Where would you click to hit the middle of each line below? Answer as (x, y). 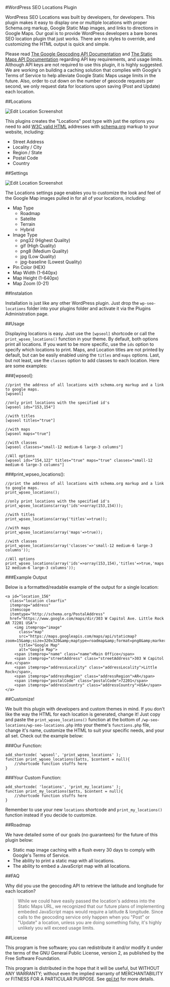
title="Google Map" (39, 645)
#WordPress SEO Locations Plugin (41, 7)
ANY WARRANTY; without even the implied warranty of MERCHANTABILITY (84, 974)
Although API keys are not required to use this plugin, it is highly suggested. (84, 65)
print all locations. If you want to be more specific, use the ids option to (80, 344)
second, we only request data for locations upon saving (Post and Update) (83, 86)
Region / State (27, 152)
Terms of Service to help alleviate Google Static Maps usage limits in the (81, 75)
